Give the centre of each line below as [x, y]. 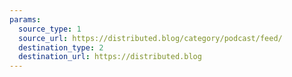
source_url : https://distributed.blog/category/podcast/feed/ [150, 38]
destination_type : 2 [61, 47]
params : [25, 19]
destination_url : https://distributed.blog [110, 57]
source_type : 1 [50, 29]
